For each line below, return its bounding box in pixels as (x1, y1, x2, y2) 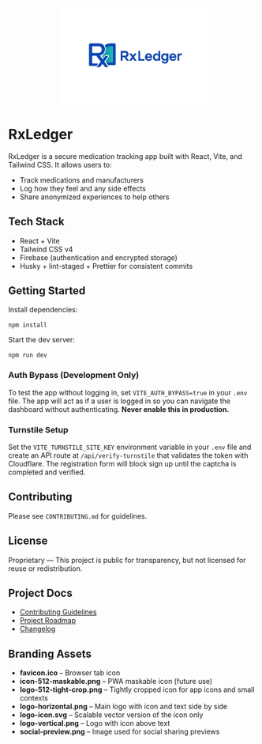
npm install (8, 321, 47, 330)
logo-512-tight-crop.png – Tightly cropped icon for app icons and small (19, 685, 255, 694)
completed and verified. (8, 467, 86, 477)
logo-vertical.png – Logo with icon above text (19, 719, 170, 728)
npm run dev (8, 351, 47, 360)
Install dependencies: (8, 305, 78, 315)
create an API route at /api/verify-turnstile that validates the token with (8, 450, 249, 460)
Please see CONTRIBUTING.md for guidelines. (8, 511, 148, 520)
